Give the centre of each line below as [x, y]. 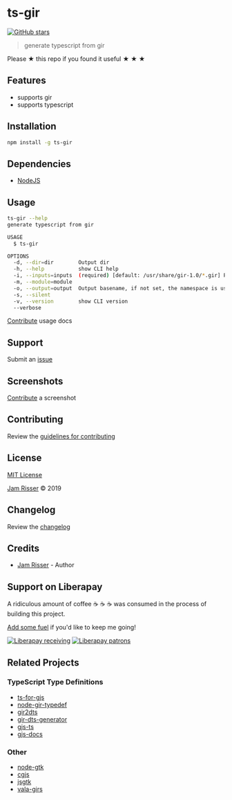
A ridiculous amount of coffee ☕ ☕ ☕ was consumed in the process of [107, 604]
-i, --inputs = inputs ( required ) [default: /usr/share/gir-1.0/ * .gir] [117, 276]
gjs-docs [30, 734]
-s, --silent [32, 295]
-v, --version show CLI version [71, 301]
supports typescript [45, 105]
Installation [32, 126]
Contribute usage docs [40, 321]
